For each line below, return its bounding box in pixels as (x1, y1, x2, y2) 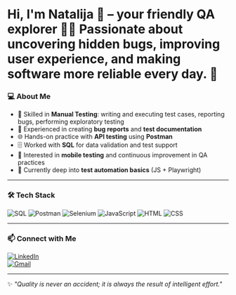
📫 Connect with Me (7, 233, 77, 243)
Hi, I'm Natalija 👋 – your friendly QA (7, 6, 216, 22)
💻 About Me (7, 91, 51, 101)
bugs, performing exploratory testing (17, 117, 124, 126)
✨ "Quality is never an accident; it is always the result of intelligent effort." (7, 280, 223, 289)
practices (17, 158, 46, 167)
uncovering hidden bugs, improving (7, 37, 221, 52)
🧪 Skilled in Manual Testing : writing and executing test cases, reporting (17, 110, 225, 119)
